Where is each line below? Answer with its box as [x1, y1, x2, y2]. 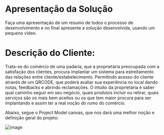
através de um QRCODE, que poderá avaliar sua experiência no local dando [5, 79, 158, 85]
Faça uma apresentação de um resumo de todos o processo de [5, 20, 134, 26]
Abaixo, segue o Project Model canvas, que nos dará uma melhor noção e [5, 109, 155, 115]
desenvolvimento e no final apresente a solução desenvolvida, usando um [5, 25, 155, 30]
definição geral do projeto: [5, 114, 59, 121]
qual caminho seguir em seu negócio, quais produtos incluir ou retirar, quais [5, 89, 159, 95]
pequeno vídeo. [5, 30, 37, 36]
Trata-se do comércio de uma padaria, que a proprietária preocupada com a [5, 63, 160, 69]
